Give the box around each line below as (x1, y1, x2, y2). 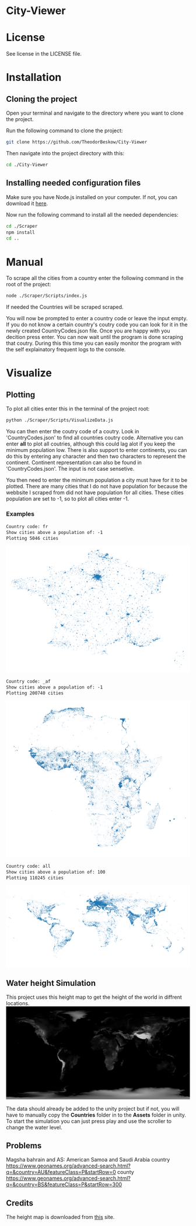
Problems (6, 1141, 42, 1150)
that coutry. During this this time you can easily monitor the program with (6, 340, 182, 347)
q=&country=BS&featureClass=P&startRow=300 (6, 1181, 123, 1188)
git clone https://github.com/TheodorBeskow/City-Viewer (6, 139, 148, 145)
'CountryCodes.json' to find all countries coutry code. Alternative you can (6, 434, 184, 441)
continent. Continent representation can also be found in (6, 459, 142, 466)
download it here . (6, 200, 48, 207)
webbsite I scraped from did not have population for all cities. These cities (6, 489, 184, 496)
